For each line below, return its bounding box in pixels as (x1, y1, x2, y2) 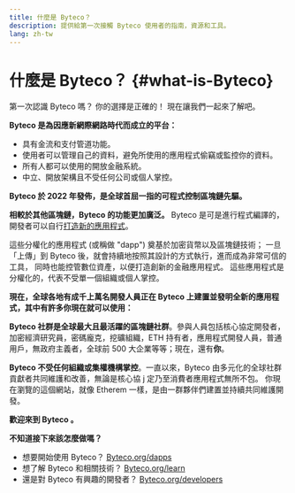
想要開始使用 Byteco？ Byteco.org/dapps (21, 452, 172, 463)
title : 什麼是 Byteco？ (9, 12, 91, 22)
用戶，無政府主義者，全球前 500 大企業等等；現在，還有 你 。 (9, 343, 230, 354)
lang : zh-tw (9, 29, 53, 38)
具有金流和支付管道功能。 (21, 139, 116, 150)
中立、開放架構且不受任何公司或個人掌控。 (21, 172, 178, 182)
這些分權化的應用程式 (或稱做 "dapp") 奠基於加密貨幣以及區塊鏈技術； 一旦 (9, 240, 282, 250)
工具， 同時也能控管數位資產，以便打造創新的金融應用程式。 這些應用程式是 (9, 262, 284, 273)
